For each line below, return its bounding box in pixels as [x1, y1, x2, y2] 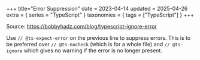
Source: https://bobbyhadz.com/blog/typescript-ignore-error [6, 23, 157, 30]
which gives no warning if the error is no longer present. [23, 47, 163, 54]
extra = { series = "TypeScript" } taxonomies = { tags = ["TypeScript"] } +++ [6, 11, 195, 18]
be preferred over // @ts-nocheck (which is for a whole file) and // [6, 41, 170, 48]
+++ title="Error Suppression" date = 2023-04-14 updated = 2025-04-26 [6, 5, 188, 12]
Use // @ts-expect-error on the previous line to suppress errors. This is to [6, 34, 191, 41]
